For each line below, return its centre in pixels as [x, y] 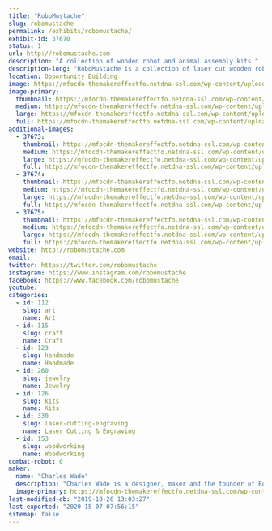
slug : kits [41, 401]
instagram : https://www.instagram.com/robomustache [97, 273]
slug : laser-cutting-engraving [76, 424]
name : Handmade [49, 363]
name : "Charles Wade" [52, 477]
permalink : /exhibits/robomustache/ [70, 31]
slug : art [40, 310]
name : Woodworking [54, 454]
